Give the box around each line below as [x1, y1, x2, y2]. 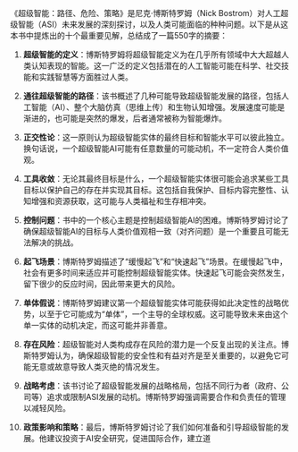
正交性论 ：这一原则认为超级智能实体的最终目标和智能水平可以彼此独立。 [22, 132, 289, 142]
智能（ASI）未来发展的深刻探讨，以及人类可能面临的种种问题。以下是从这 [17, 19, 289, 30]
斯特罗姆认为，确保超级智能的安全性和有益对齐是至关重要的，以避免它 [22, 350, 282, 361]
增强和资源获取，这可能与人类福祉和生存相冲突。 [30, 196, 211, 206]
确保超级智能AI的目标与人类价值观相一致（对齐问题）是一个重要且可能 [22, 226, 282, 236]
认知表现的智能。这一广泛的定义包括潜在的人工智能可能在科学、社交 [30, 61, 282, 71]
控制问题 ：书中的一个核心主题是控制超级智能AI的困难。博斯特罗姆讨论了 [22, 215, 289, 226]
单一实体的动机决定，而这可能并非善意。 [22, 320, 172, 330]
